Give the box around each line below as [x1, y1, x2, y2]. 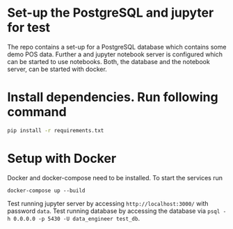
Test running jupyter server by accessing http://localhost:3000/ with [7, 199, 209, 207]
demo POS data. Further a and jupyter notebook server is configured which [7, 50, 223, 58]
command [7, 104, 67, 120]
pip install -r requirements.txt [7, 127, 104, 134]
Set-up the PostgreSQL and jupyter [7, 5, 214, 21]
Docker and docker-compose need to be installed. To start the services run [7, 173, 223, 182]
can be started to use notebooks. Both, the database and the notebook [7, 57, 210, 65]
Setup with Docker [7, 150, 117, 166]
